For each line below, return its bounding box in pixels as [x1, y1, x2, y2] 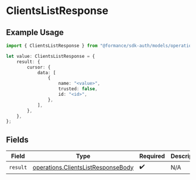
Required [139, 152, 165, 160]
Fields [6, 134, 29, 144]
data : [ [37, 70, 57, 75]
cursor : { [27, 64, 51, 70]
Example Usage [6, 27, 64, 37]
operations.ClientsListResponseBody [33, 163, 134, 171]
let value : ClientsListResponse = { [6, 53, 95, 59]
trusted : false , [58, 86, 98, 92]
